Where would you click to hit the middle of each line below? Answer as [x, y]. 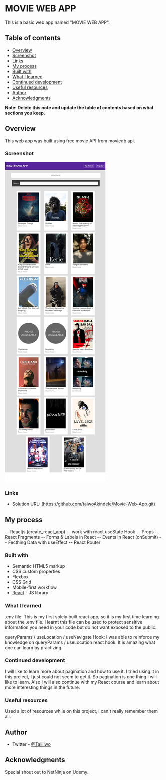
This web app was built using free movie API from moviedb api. [70, 141]
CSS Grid [22, 582]
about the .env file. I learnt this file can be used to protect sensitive [74, 622]
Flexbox [20, 577]
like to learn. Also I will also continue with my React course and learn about [82, 682]
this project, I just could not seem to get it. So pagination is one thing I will [81, 677]
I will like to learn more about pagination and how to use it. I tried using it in [82, 671]
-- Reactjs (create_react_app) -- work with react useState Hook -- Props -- [82, 532]
